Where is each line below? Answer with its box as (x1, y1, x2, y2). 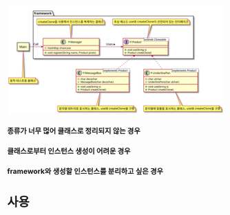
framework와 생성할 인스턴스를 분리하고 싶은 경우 (7, 166, 164, 176)
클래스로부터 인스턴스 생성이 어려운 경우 (7, 146, 131, 156)
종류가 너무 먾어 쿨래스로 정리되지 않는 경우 (7, 126, 141, 135)
